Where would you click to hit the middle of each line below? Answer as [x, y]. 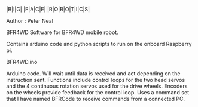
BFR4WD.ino [22, 62]
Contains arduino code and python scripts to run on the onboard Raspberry [99, 44]
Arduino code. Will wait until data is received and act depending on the [93, 74]
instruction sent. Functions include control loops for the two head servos [96, 80]
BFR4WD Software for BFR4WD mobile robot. [62, 32]
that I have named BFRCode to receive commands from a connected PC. [96, 99]
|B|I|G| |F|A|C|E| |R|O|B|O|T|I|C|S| [48, 9]
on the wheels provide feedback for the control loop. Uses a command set [98, 92]
